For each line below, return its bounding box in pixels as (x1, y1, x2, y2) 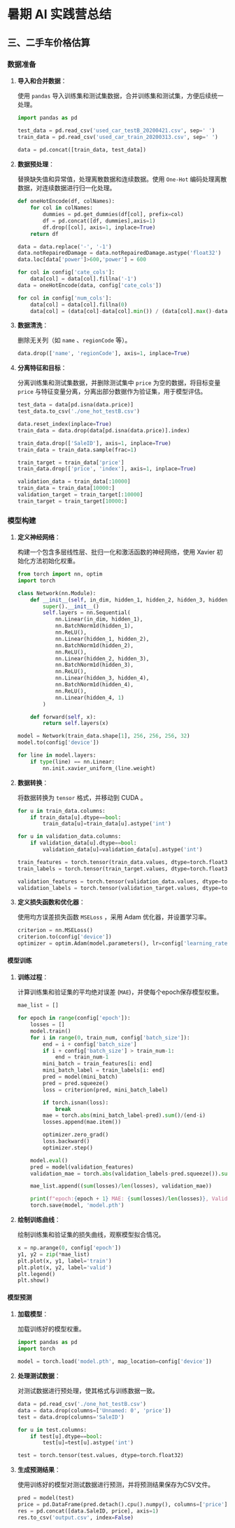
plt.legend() (17, 1270, 56, 1277)
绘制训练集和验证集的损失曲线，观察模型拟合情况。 (17, 1230, 165, 1239)
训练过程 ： (17, 973, 49, 981)
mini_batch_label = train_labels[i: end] (43, 1067, 166, 1074)
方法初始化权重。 (29, 557, 79, 565)
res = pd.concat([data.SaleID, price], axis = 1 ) (17, 1507, 159, 1515)
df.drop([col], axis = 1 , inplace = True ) (43, 224, 156, 231)
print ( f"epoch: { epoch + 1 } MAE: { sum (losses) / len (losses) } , (30, 1195, 209, 1202)
